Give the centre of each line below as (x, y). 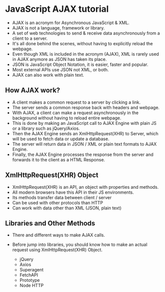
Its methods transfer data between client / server (62, 197)
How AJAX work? (33, 90)
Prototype (30, 280)
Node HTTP (32, 286)
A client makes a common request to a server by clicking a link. (76, 102)
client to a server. (30, 38)
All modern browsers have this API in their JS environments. (73, 192)
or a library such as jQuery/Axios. (46, 128)
